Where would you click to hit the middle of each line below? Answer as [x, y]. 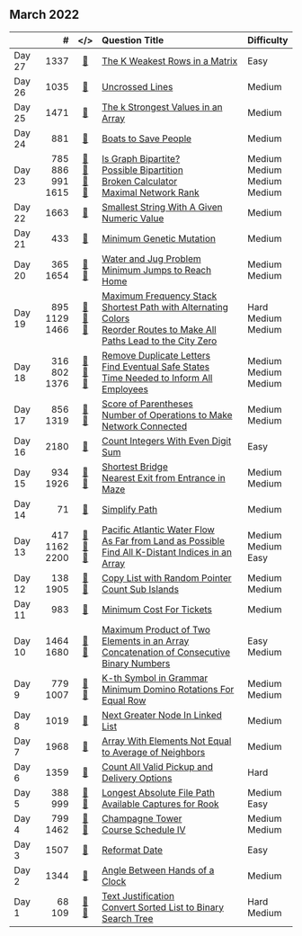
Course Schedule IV [144, 829]
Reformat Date [133, 850]
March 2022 [44, 15]
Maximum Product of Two [156, 629]
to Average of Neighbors [154, 752]
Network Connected [144, 426]
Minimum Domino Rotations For [168, 689]
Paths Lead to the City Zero [160, 341]
